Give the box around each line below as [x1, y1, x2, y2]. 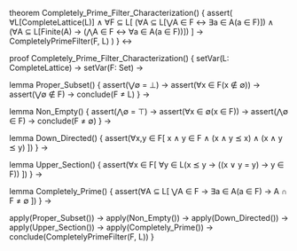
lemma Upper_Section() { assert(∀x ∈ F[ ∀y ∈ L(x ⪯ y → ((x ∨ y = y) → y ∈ [9, 160, 285, 169]
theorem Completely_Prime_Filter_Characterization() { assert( [9, 8, 233, 18]
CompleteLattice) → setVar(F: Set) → [9, 62, 144, 73]
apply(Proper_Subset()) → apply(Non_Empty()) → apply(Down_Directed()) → [9, 213, 289, 223]
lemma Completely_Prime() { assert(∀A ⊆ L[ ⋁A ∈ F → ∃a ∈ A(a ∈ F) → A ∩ [9, 186, 288, 196]
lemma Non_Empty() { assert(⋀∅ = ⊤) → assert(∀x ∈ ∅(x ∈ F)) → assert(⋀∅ [9, 106, 289, 116]
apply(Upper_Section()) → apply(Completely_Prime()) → [9, 222, 215, 232]
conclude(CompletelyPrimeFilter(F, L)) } [9, 231, 155, 242]
